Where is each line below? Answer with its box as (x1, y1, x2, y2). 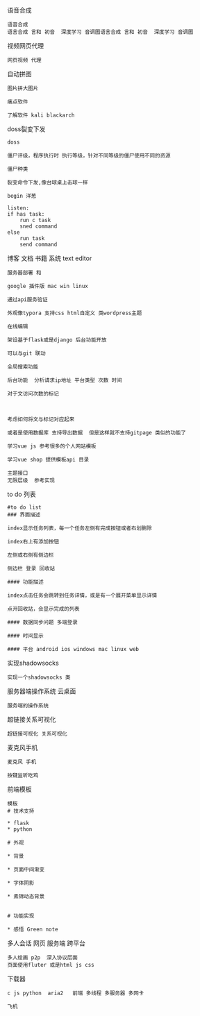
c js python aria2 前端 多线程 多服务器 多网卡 (7, 990, 144, 997)
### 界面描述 (7, 511, 41, 518)
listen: (7, 205, 30, 212)
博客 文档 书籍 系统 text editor (7, 254, 92, 262)
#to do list (7, 504, 42, 511)
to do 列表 (7, 490, 36, 498)
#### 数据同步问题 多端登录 (7, 619, 78, 626)
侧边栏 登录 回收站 (7, 565, 56, 572)
